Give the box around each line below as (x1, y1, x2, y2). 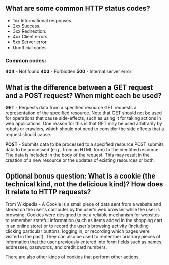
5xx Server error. (12, 39, 48, 45)
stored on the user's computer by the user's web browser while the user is (5, 206, 160, 212)
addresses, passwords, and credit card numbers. (5, 244, 107, 250)
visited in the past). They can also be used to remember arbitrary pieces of (5, 233, 161, 239)
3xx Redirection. (12, 28, 47, 34)
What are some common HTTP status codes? (5, 4, 150, 13)
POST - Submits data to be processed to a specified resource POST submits (5, 141, 164, 147)
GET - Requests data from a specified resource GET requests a (5, 104, 137, 110)
